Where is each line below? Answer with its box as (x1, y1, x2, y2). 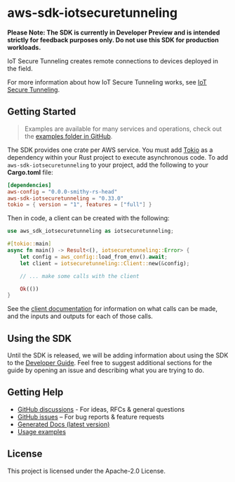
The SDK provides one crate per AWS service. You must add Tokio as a (7, 146, 213, 154)
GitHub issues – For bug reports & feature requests (17, 412, 165, 421)
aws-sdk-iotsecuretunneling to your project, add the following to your (7, 160, 209, 169)
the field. (7, 64, 33, 72)
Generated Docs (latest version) (17, 420, 110, 429)
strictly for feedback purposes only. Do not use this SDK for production (7, 35, 219, 44)
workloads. (7, 43, 41, 51)
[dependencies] (7, 182, 52, 189)
